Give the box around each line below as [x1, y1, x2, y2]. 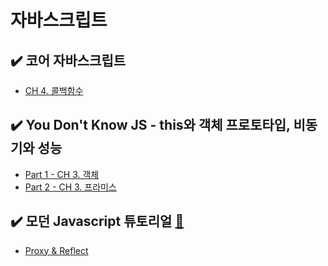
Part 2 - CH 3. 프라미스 [24, 181, 117, 193]
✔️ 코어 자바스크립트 [10, 52, 127, 69]
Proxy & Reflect [24, 244, 89, 256]
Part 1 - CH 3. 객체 [24, 168, 100, 180]
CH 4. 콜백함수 [24, 85, 84, 96]
